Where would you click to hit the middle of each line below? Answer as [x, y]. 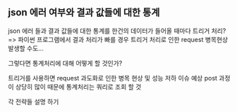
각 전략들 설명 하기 [34, 101]
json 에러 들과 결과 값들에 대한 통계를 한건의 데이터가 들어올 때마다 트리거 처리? [117, 31]
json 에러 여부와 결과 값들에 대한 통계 [84, 13]
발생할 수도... [26, 48]
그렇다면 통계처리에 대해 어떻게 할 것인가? [65, 63]
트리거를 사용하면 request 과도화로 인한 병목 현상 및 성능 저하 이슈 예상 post [113, 78]
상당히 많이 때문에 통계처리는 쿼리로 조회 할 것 [78, 87]
